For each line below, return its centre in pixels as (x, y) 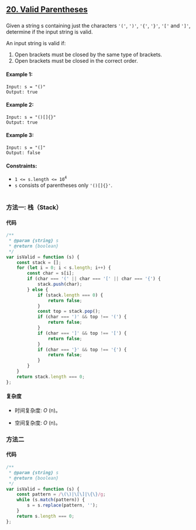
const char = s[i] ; (51, 273)
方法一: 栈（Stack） (34, 207)
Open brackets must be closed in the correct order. (76, 61)
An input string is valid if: (36, 43)
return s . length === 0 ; (46, 516)
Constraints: (22, 166)
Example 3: (20, 135)
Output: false (23, 153)
